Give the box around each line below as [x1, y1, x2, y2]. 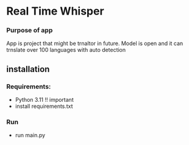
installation [6, 64, 50, 74]
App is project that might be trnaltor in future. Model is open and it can [6, 40, 184, 47]
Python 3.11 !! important [15, 96, 74, 104]
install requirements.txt [15, 102, 73, 110]
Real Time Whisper [6, 4, 105, 18]
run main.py [15, 132, 46, 139]
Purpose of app [6, 26, 53, 35]
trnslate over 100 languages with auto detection [6, 46, 126, 54]
